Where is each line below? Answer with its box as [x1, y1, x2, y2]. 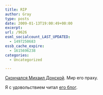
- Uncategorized [9, 57, 42, 62]
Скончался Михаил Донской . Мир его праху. [5, 75, 99, 81]
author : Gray [5, 12, 32, 17]
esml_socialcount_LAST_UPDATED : [5, 35, 70, 40]
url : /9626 [5, 30, 27, 35]
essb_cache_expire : [5, 44, 45, 48]
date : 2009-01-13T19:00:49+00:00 [5, 21, 73, 26]
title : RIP [5, 7, 27, 12]
